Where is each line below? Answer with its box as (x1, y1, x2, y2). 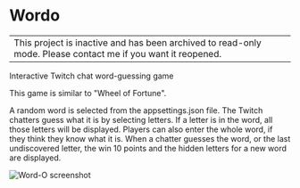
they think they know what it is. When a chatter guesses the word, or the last (9, 133, 291, 143)
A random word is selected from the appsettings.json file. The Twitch (9, 104, 263, 116)
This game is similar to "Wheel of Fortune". (9, 87, 167, 98)
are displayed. (9, 152, 62, 163)
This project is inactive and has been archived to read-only (13, 37, 262, 49)
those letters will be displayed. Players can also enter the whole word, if (9, 124, 273, 135)
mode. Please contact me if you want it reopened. (13, 47, 222, 60)
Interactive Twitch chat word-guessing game (9, 70, 174, 81)
